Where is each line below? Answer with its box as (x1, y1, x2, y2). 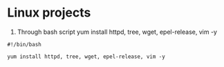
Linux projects (7, 5, 91, 21)
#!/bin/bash (7, 41, 41, 48)
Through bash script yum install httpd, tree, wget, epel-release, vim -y (17, 28, 218, 36)
